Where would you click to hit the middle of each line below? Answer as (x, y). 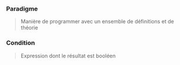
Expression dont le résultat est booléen (68, 56)
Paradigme (22, 9)
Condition (21, 43)
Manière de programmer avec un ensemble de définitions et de (97, 22)
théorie (29, 28)
